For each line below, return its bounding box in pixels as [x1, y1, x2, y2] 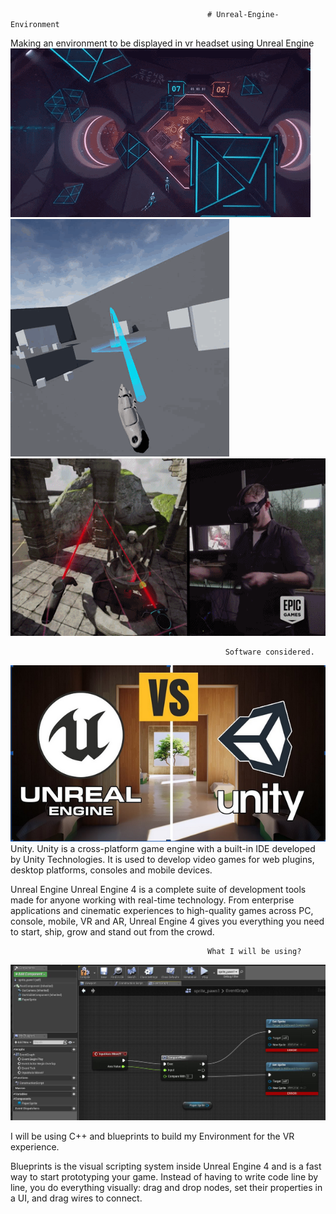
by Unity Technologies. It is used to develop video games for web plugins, [10, 853, 315, 865]
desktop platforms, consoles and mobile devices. [10, 864, 213, 876]
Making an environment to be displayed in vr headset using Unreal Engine [10, 37, 315, 49]
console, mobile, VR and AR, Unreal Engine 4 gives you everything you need [10, 915, 325, 927]
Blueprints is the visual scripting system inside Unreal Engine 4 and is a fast [10, 1160, 322, 1173]
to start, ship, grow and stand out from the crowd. [10, 925, 215, 938]
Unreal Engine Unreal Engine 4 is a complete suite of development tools [10, 883, 307, 895]
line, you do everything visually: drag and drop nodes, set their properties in [10, 1182, 323, 1194]
